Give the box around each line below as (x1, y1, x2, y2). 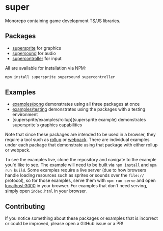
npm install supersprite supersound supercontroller (5, 74, 115, 80)
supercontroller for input (12, 56, 62, 61)
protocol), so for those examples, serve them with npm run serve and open (5, 177, 156, 183)
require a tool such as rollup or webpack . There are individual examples (5, 137, 150, 143)
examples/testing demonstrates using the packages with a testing (12, 106, 146, 112)
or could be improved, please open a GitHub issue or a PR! (5, 221, 124, 227)
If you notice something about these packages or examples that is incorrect (5, 215, 158, 221)
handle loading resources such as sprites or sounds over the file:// (5, 173, 144, 178)
